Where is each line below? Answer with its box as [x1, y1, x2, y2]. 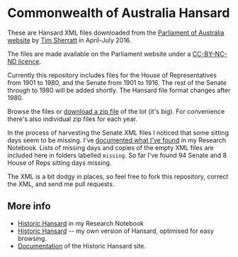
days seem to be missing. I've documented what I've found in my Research [7, 136, 227, 144]
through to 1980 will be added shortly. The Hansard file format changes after [7, 86, 231, 94]
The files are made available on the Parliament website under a [7, 50, 191, 58]
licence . [18, 57, 42, 65]
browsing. [17, 234, 47, 242]
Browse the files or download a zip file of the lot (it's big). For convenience [7, 107, 225, 115]
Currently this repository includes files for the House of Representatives [7, 71, 217, 79]
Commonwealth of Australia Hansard [7, 5, 230, 21]
